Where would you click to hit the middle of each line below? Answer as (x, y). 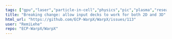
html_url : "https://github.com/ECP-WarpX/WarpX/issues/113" (71, 19)
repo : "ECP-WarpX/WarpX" (32, 29)
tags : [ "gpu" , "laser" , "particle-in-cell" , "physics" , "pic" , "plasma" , (80, 10)
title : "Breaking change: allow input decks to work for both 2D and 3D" (86, 15)
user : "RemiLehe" (24, 24)
